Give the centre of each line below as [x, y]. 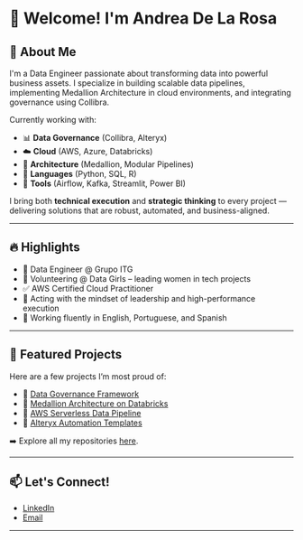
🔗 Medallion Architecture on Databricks [95, 403]
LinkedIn [38, 508]
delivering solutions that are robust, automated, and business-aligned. [140, 210]
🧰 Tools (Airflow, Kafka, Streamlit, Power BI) [104, 183]
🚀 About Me [43, 52]
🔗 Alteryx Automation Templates [82, 423]
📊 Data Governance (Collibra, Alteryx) [95, 138]
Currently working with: [53, 120]
